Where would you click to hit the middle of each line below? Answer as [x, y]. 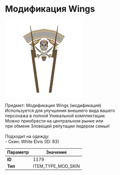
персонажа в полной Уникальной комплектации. [55, 116]
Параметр [18, 152]
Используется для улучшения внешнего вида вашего [60, 110]
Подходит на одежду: [27, 136]
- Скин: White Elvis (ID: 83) [32, 141]
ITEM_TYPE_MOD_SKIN [56, 166]
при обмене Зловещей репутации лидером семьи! [57, 126]
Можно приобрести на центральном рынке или [54, 121]
